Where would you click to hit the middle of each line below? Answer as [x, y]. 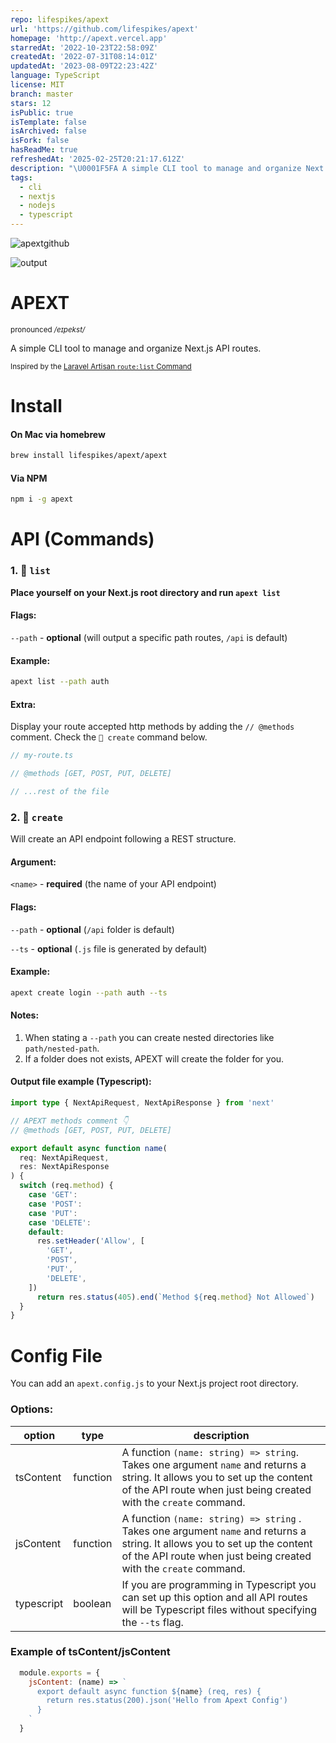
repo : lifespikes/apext [60, 19]
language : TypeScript [55, 76]
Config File [56, 1355]
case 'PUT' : [53, 1213]
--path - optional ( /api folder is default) [92, 929]
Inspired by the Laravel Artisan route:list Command [101, 366]
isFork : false [40, 141]
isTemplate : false [48, 122]
